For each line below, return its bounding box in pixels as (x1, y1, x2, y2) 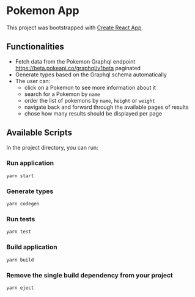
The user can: (15, 77, 51, 84)
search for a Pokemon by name (24, 90, 100, 98)
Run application (6, 159, 54, 167)
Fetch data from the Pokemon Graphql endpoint (15, 57, 136, 65)
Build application (6, 243, 57, 251)
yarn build (6, 257, 34, 263)
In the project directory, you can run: (6, 144, 98, 151)
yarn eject (6, 285, 34, 291)
